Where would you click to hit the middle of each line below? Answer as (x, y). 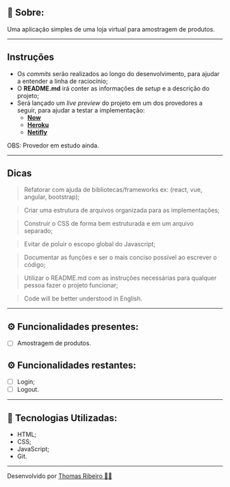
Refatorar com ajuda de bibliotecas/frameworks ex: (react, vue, (113, 190)
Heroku (38, 125)
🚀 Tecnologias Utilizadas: (62, 418)
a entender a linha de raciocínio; (62, 81)
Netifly (37, 132)
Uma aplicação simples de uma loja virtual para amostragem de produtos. (111, 29)
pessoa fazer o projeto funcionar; (71, 285)
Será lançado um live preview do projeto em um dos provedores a (110, 103)
